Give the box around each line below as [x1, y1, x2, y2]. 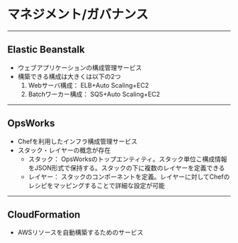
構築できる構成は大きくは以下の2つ [17, 72, 122, 81]
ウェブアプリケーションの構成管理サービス [17, 63, 142, 71]
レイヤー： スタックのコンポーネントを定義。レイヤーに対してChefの [28, 172, 230, 181]
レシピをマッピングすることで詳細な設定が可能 [28, 181, 165, 189]
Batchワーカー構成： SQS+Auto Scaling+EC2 [28, 90, 161, 98]
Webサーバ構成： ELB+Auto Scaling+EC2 [28, 81, 149, 89]
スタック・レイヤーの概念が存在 [17, 146, 111, 154]
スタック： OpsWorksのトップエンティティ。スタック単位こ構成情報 [28, 155, 228, 163]
